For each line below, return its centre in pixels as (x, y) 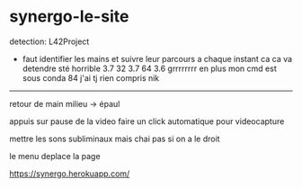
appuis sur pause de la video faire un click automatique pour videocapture (147, 121)
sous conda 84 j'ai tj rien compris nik (91, 77)
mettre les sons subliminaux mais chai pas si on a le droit (115, 139)
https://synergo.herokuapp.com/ (70, 174)
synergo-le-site (69, 17)
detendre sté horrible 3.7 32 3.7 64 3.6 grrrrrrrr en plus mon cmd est (149, 68)
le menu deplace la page (55, 156)
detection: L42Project (49, 41)
